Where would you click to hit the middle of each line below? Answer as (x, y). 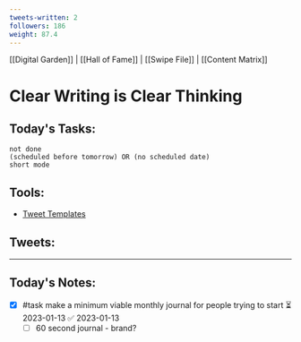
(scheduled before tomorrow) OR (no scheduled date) (110, 158)
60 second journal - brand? (86, 328)
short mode (30, 165)
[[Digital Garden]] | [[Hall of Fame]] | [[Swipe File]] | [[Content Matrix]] (138, 60)
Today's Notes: (53, 283)
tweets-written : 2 (43, 17)
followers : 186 (38, 26)
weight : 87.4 (34, 34)
